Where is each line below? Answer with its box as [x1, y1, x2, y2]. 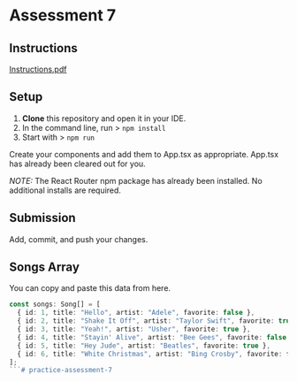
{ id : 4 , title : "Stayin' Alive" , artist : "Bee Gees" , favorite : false [17, 332, 287, 341]
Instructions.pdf [9, 64, 67, 74]
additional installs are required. [9, 185, 122, 195]
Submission [9, 210, 77, 225]
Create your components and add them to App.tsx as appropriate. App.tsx [9, 149, 279, 159]
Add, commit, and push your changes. [9, 233, 148, 244]
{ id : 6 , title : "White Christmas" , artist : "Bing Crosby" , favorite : [17, 349, 283, 358]
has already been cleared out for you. [9, 158, 146, 169]
